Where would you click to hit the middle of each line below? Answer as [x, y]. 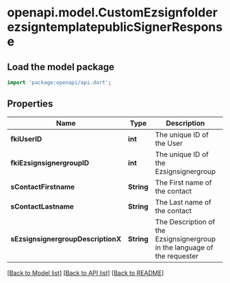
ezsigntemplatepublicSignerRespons [115, 27]
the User [169, 143]
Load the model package [61, 67]
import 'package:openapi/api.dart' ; [59, 83]
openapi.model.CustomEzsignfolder [112, 13]
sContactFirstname [43, 187]
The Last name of [183, 202]
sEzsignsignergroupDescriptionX [66, 239]
